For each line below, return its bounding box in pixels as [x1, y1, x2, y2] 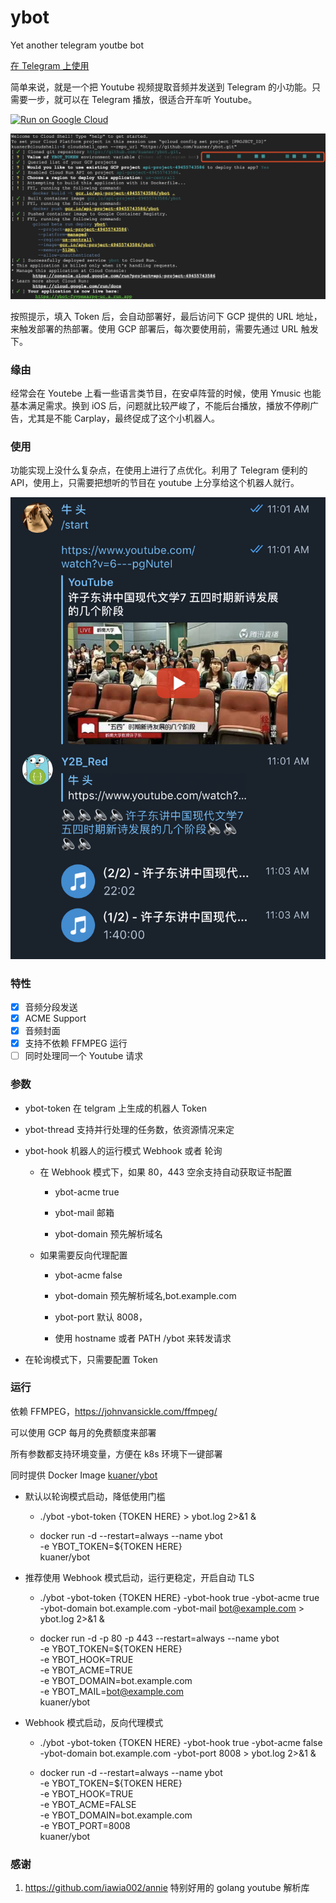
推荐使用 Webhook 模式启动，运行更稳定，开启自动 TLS [24, 1571, 255, 1583]
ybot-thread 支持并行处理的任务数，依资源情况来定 [24, 1123, 235, 1135]
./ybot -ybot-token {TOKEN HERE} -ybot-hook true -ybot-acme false [39, 1736, 323, 1748]
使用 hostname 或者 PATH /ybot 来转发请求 [54, 1332, 232, 1344]
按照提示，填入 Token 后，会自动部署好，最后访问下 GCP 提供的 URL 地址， [10, 310, 323, 322]
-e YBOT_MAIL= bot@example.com [39, 1685, 184, 1697]
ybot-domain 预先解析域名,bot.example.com [54, 1289, 237, 1301]
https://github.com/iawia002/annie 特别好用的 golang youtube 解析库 [24, 1882, 310, 1894]
